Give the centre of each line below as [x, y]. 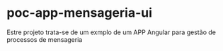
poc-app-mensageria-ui [80, 13]
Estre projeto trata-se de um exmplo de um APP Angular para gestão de [111, 32]
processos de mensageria [45, 39]
